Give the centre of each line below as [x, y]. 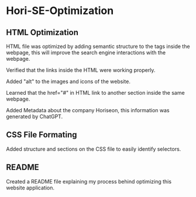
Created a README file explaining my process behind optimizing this [89, 181]
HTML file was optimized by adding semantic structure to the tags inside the [98, 46]
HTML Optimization [42, 32]
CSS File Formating [42, 135]
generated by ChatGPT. [35, 116]
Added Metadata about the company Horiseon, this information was [88, 110]
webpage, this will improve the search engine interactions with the [86, 53]
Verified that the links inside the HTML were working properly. [81, 70]
